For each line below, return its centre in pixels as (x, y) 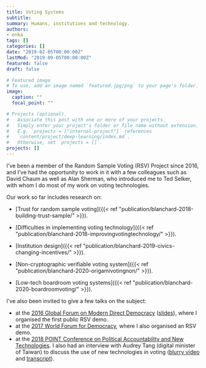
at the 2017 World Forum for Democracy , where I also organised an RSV (106, 326)
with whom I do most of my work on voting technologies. (78, 185)
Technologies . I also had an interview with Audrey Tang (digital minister (105, 345)
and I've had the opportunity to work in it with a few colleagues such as (97, 172)
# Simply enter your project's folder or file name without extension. (103, 125)
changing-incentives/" (44, 252)
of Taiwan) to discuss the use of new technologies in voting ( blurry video (107, 352)
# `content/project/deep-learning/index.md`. (68, 137)
